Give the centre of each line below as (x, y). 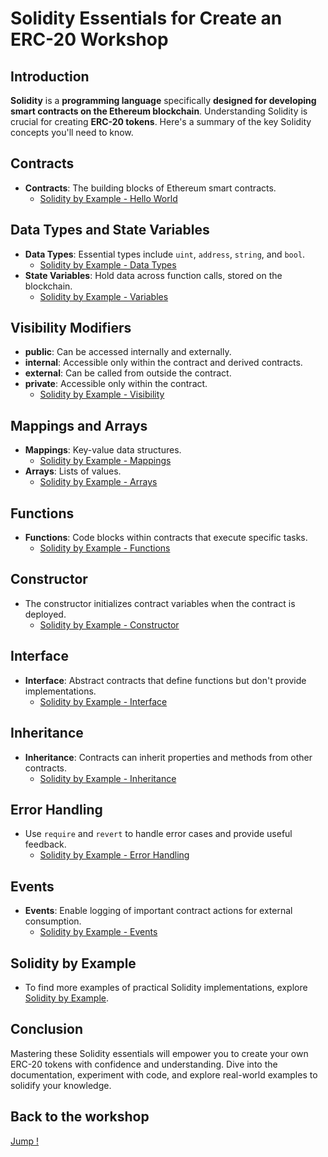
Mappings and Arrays (79, 425)
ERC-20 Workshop (89, 39)
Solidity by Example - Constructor (109, 624)
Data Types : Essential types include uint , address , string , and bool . (165, 254)
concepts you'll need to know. (72, 132)
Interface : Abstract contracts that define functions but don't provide (165, 680)
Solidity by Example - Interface (103, 701)
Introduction (50, 76)
